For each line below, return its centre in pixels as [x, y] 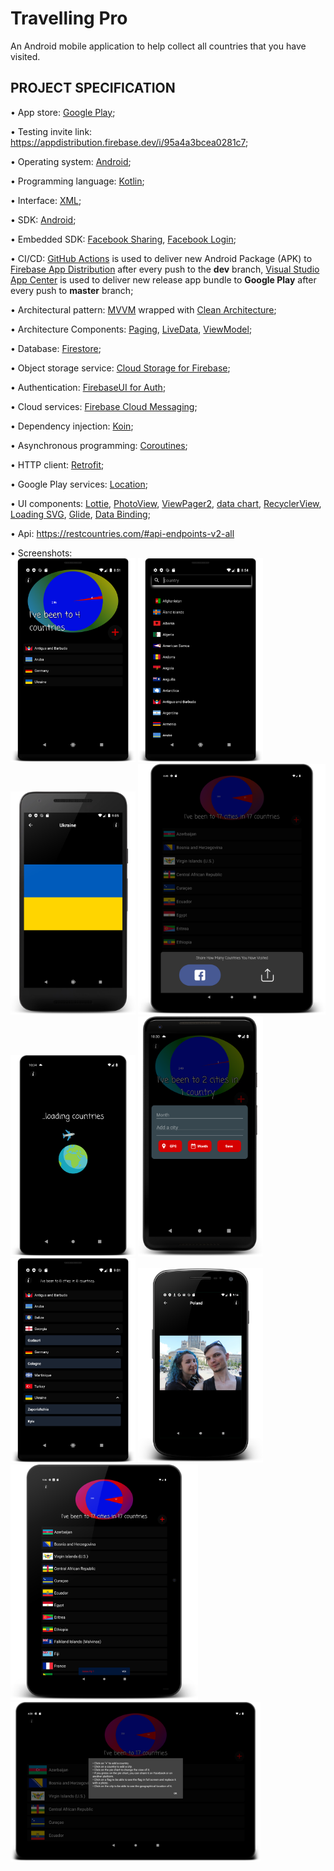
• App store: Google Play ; [63, 112]
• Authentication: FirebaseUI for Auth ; [88, 387]
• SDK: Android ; [43, 219]
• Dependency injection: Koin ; [72, 426]
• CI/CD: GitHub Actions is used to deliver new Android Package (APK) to [161, 258]
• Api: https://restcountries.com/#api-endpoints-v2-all [122, 533]
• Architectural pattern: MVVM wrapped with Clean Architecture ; [143, 309]
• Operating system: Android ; [71, 161]
